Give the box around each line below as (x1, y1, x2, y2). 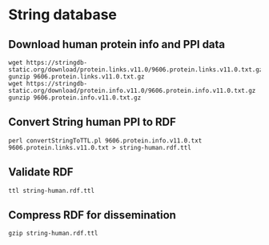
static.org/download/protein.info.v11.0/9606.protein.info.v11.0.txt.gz (8, 86, 256, 94)
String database (8, 6, 118, 24)
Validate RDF (8, 166, 74, 179)
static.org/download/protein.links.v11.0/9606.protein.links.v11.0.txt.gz (8, 66, 263, 74)
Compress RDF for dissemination (8, 208, 176, 222)
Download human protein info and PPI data (8, 38, 226, 51)
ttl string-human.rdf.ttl (8, 187, 94, 195)
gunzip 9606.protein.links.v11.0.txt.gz (8, 73, 146, 81)
